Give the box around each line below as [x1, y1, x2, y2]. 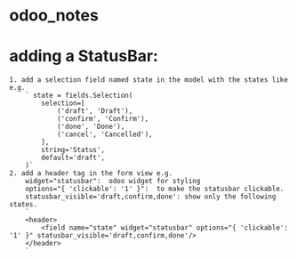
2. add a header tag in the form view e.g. [9, 169, 173, 178]
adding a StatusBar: [9, 46, 158, 67]
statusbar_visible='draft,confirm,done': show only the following [25, 192, 277, 201]
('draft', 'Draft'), [56, 107, 133, 116]
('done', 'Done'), [56, 122, 125, 132]
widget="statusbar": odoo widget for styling [25, 177, 201, 186]
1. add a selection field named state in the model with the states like [9, 76, 289, 85]
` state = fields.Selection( [25, 91, 133, 101]
